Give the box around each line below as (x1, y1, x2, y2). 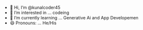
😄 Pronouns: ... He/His (9, 20, 57, 26)
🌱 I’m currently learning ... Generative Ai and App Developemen (9, 15, 139, 20)
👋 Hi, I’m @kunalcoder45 (9, 5, 61, 10)
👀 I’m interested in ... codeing (9, 10, 70, 15)
